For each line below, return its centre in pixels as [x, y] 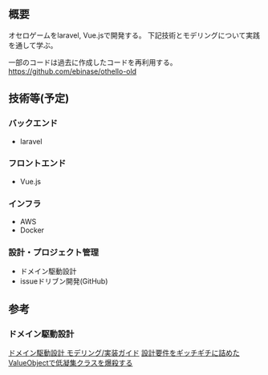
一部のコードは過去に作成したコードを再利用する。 [93, 62]
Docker [32, 230]
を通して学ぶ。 [33, 45]
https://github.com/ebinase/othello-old [73, 71]
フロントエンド [37, 163]
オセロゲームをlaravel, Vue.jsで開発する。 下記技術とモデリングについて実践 [134, 35]
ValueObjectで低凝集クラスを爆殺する [71, 363]
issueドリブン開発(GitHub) [64, 281]
